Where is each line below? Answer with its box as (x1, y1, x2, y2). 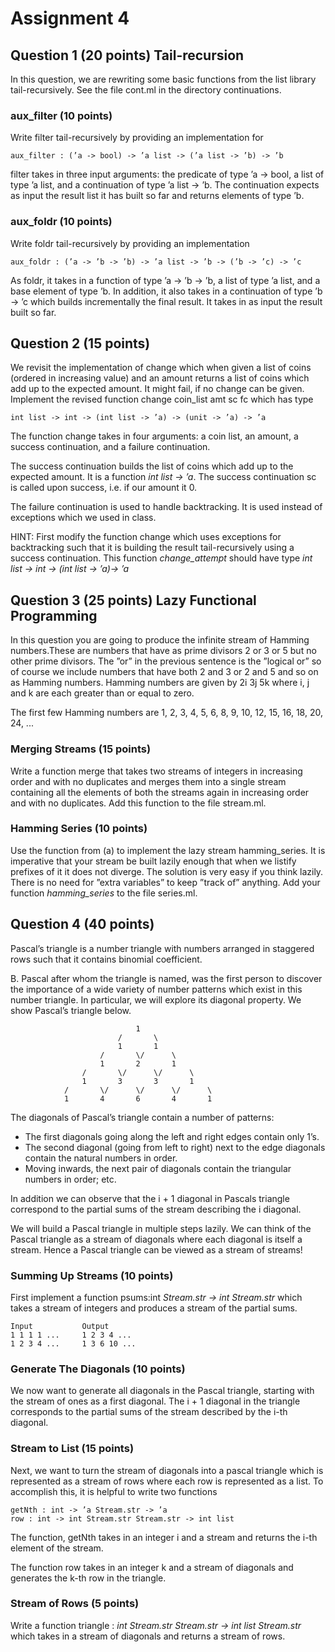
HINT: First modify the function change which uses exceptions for (10, 531, 282, 543)
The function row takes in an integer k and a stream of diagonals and (10, 1561, 294, 1573)
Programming (10, 607, 98, 624)
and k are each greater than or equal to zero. (10, 687, 195, 699)
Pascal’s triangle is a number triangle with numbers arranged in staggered (10, 942, 315, 954)
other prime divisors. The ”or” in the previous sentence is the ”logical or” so (10, 655, 322, 667)
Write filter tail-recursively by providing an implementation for (10, 132, 264, 144)
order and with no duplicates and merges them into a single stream (10, 775, 287, 787)
